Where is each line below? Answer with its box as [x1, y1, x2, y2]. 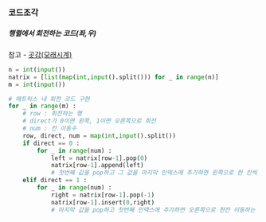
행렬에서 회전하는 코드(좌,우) [8, 28, 97, 37]
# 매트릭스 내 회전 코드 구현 [8, 95, 90, 103]
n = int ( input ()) [8, 65, 66, 73]
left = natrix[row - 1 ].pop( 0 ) [50, 154, 148, 162]
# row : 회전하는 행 [22, 110, 82, 118]
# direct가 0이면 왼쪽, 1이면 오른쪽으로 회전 [22, 117, 157, 125]
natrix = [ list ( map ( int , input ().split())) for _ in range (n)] [8, 73, 219, 81]
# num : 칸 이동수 [22, 125, 77, 133]
